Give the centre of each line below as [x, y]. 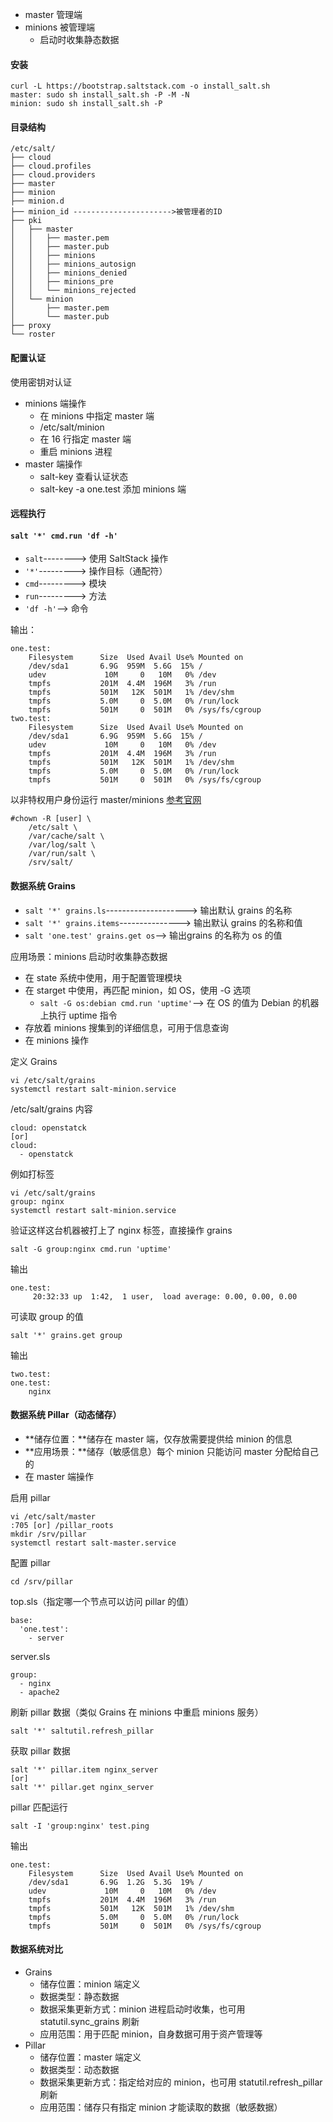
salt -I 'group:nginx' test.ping [80, 1826]
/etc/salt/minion [72, 427]
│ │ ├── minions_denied [69, 273]
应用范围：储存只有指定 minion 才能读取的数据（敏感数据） [161, 2107]
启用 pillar [30, 1497]
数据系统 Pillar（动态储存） [66, 1415]
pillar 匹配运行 [39, 1807]
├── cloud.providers [53, 175]
